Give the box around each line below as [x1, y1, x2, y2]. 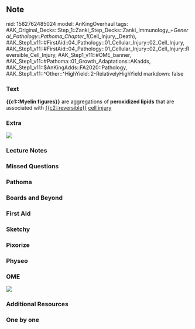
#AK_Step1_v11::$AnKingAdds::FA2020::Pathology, [6, 64, 128, 71]
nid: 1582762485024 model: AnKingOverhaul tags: [6, 20, 129, 27]
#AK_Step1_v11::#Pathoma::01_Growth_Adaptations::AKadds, [6, 57, 151, 65]
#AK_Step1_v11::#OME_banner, [58, 51, 132, 58]
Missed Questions [6, 162, 59, 171]
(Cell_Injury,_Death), [87, 32, 137, 40]
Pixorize [6, 240, 30, 249]
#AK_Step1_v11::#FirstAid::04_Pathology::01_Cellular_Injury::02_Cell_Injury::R [6, 45, 190, 52]
